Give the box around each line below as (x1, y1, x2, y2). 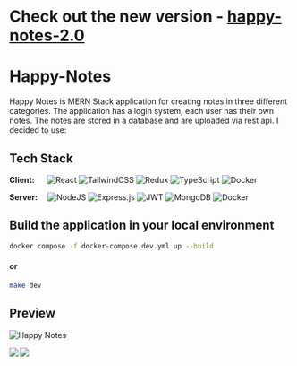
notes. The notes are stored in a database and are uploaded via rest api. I (9, 115, 279, 126)
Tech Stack (9, 151, 73, 166)
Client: (9, 174, 35, 185)
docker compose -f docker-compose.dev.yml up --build (9, 241, 215, 250)
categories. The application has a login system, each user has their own (9, 106, 275, 117)
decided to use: (9, 125, 67, 135)
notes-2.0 (9, 25, 85, 46)
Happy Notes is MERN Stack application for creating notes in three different (9, 96, 288, 107)
